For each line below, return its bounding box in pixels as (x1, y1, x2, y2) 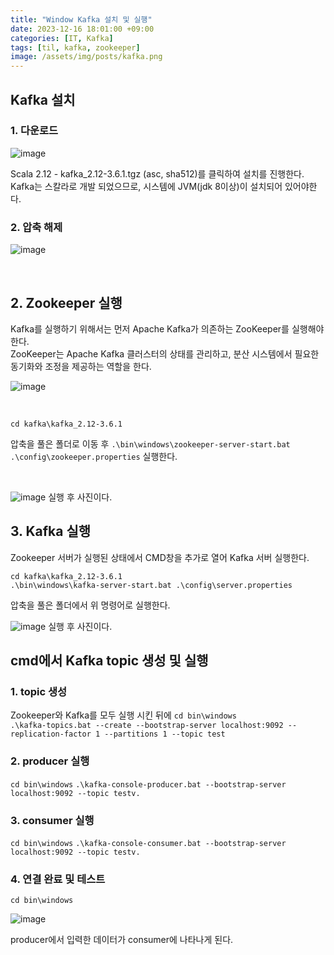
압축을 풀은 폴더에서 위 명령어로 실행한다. (10, 599, 171, 611)
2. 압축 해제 (10, 220, 63, 234)
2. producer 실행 (10, 754, 90, 768)
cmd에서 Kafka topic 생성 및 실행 (10, 652, 209, 670)
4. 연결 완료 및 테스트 (10, 872, 106, 886)
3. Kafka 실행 (10, 523, 92, 540)
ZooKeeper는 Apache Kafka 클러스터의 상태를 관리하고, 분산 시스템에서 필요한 (10, 347, 320, 360)
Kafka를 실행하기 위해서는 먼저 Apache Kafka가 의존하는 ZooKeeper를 (10, 322, 290, 335)
